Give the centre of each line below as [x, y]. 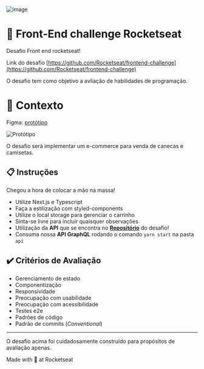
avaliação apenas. [29, 348]
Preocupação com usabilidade [53, 298]
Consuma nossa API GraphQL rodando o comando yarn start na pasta [104, 234]
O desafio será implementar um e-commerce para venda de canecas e [95, 146]
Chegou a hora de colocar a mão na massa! [61, 190]
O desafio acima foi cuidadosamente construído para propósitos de [90, 341]
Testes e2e [29, 311]
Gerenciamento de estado [48, 278]
